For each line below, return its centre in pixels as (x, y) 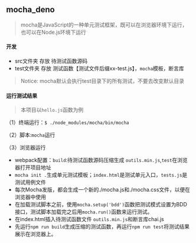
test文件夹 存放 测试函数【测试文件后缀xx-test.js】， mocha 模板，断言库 (99, 69)
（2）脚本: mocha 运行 (31, 135)
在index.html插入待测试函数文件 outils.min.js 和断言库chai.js (89, 219)
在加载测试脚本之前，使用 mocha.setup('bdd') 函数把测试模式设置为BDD (101, 205)
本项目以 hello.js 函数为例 (52, 110)
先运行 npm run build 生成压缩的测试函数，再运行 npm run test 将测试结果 (102, 226)
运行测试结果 (22, 95)
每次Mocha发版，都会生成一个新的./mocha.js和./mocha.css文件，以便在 (102, 190)
